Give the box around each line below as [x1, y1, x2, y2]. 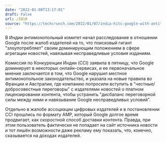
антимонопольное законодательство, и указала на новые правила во [5, 76, 152, 82]
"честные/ [133, 81, 156, 87]
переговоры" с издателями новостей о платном [41, 86, 144, 92]
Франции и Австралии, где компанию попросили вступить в [5, 81, 132, 87]
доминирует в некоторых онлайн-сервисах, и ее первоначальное [5, 65, 145, 71]
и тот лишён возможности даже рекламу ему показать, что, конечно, [5, 127, 153, 134]
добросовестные [5, 86, 41, 92]
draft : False [5, 12, 32, 17]
